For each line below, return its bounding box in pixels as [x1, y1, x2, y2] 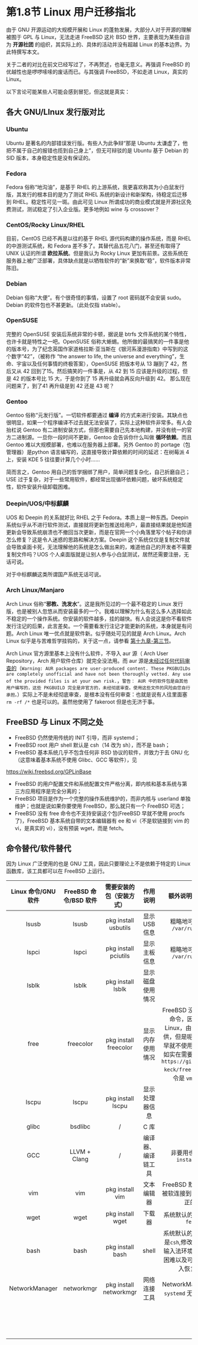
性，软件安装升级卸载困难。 [6, 483, 74, 491]
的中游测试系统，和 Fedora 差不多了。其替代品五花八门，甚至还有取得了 [6, 242, 181, 249]
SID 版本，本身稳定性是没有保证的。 [6, 154, 94, 161]
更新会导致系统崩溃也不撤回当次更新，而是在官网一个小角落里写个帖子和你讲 [6, 529, 192, 536]
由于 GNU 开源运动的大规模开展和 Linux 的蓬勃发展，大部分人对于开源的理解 [6, 26, 192, 33]
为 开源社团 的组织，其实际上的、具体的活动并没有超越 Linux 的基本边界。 [6, 41, 186, 48]
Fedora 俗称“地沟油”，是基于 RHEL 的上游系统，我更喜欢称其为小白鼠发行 [6, 183, 184, 190]
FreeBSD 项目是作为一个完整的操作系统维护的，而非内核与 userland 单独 [14, 795, 191, 802]
